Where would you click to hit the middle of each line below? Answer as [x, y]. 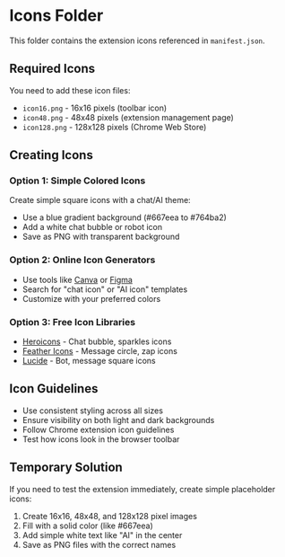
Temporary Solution [66, 468]
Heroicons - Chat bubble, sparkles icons [97, 341]
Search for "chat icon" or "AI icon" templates [105, 289]
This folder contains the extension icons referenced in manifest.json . [138, 40]
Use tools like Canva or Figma [77, 279]
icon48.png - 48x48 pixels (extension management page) [128, 117]
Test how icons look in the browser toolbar [101, 439]
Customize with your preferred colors [91, 298]
